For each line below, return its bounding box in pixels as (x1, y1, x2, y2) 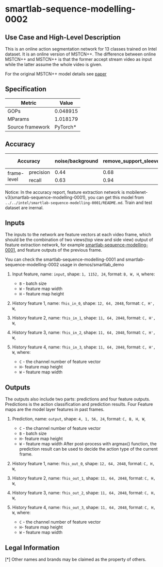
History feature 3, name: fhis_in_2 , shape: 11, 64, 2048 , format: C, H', (12, 329, 156, 335)
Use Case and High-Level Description (5, 33, 121, 41)
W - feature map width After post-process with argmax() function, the (19, 441, 157, 447)
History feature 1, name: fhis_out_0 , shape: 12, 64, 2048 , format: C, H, (12, 461, 155, 467)
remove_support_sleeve (102, 157, 160, 164)
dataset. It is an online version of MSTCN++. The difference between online (5, 51, 156, 57)
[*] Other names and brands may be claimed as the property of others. (5, 556, 147, 563)
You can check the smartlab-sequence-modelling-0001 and (5, 256, 125, 262)
